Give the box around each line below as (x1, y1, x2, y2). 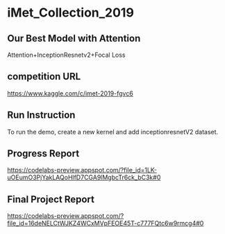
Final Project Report (7, 193, 95, 205)
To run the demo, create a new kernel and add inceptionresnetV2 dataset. (7, 127, 219, 136)
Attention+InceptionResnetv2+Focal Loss (7, 51, 126, 59)
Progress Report (7, 147, 80, 160)
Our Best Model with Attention (7, 33, 141, 44)
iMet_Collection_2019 (7, 5, 134, 21)
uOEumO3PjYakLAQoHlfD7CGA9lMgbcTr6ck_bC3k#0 (7, 173, 161, 181)
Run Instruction (7, 109, 76, 121)
